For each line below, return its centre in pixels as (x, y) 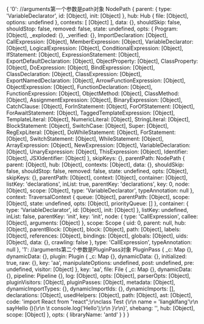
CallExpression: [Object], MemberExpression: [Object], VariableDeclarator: (100, 42)
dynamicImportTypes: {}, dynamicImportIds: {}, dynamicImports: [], (91, 289)
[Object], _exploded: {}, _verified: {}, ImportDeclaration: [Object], (87, 35)
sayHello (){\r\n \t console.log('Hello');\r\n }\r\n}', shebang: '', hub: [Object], (100, 308)
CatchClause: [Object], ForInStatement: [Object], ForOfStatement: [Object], (100, 106)
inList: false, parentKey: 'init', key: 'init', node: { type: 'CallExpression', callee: (102, 216)
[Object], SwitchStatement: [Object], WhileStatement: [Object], (85, 139)
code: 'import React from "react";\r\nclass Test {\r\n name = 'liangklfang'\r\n (102, 301)
